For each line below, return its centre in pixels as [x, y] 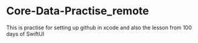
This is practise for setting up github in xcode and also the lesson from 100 [99, 27]
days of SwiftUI [25, 33]
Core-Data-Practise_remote [78, 11]
